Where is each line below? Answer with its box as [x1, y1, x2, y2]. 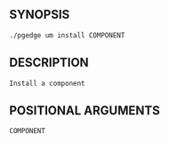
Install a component [9, 79, 86, 88]
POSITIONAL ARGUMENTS [9, 103, 160, 119]
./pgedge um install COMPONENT [9, 30, 125, 39]
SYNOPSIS [9, 7, 70, 22]
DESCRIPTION [9, 55, 89, 71]
